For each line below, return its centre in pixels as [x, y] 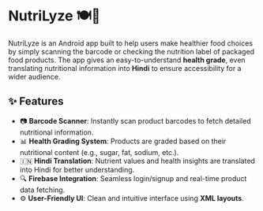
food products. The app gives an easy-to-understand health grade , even [127, 60]
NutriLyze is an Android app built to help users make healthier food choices [131, 43]
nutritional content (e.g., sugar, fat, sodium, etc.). [99, 152]
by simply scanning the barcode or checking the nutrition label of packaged [131, 51]
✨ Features [36, 101]
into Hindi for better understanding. [77, 169]
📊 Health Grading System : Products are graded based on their [123, 141]
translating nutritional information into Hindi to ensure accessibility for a [125, 68]
